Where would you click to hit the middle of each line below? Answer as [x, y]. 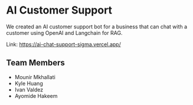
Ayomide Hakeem [36, 96]
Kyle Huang [29, 83]
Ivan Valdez [29, 90]
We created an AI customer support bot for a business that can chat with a [97, 27]
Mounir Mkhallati [35, 77]
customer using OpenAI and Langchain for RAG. [64, 32]
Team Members [35, 63]
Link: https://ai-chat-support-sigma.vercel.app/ [63, 44]
